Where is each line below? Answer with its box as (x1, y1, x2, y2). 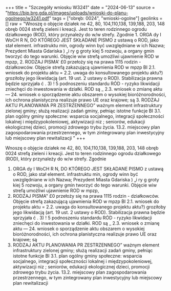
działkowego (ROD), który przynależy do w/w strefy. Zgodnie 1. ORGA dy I (5, 32, 161, 37)
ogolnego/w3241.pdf (5, 15, 50, 21)
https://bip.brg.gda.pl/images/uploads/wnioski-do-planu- (7, 10, 129, 16)
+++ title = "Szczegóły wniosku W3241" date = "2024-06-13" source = (5, 5, 155, 10)
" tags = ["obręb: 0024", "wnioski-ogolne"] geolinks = (49, 15, 163, 21)
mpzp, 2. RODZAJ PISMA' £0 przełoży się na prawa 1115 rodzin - (5, 59, 141, 65)
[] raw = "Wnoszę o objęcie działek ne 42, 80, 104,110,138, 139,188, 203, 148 (5, 20, 165, 27)
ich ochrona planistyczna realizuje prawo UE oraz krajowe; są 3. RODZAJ (5, 97, 160, 103)
